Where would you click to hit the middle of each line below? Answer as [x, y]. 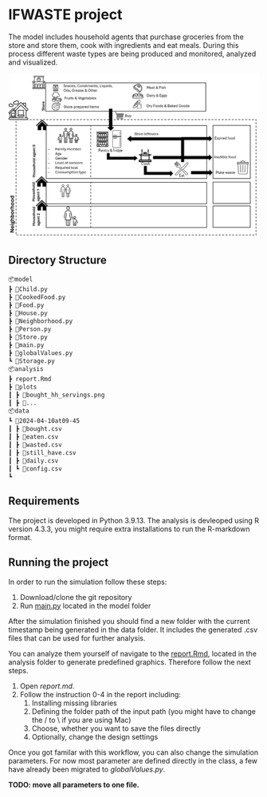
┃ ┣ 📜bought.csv [35, 429]
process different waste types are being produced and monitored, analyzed [132, 53]
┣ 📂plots [23, 387]
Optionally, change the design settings [95, 736]
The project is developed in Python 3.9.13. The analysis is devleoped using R [133, 520]
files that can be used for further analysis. [77, 638]
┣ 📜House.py [28, 314]
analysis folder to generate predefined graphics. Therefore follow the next [130, 662]
